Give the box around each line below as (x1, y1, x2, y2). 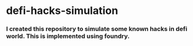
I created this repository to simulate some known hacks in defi (6, 25, 188, 33)
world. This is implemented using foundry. (6, 32, 130, 40)
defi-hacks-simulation (6, 4, 119, 17)
